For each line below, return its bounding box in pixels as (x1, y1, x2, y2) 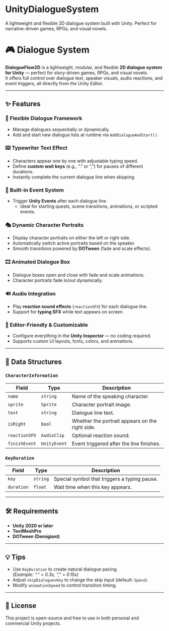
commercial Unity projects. (5, 620, 61, 626)
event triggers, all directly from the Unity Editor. (5, 80, 104, 86)
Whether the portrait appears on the (71, 417, 157, 424)
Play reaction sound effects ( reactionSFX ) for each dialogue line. (12, 303, 148, 309)
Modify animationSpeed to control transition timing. (12, 582, 117, 588)
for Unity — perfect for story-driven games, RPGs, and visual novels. (5, 70, 148, 76)
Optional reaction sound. (71, 432, 130, 439)
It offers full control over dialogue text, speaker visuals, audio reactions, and (5, 75, 163, 81)
